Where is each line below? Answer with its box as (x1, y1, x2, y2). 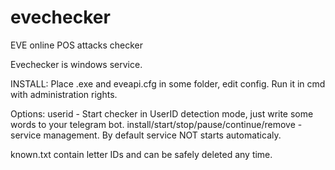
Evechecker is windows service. (10, 58, 143, 70)
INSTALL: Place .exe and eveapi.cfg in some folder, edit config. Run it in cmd (10, 77, 326, 90)
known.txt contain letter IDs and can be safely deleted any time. (10, 148, 273, 160)
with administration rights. (10, 88, 118, 100)
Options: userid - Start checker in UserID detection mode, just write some (10, 107, 314, 120)
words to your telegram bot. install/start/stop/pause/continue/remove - (10, 118, 303, 130)
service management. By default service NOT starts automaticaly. (10, 129, 282, 141)
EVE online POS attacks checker (10, 39, 144, 51)
